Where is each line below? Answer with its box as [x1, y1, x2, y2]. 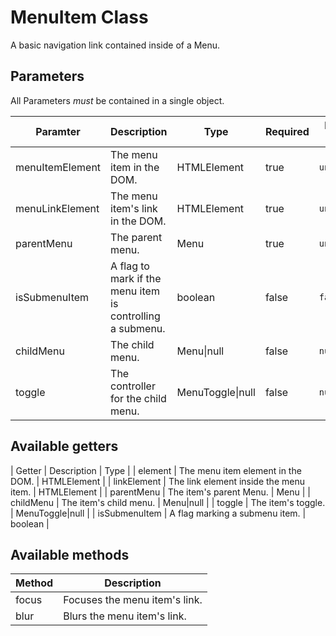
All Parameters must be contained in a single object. [10, 94, 225, 106]
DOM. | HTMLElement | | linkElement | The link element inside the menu [10, 475, 305, 487]
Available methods [10, 546, 130, 563]
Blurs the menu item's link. [63, 609, 187, 623]
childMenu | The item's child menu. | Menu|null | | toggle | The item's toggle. [10, 496, 326, 508]
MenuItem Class [10, 6, 149, 29]
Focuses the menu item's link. [63, 593, 203, 607]
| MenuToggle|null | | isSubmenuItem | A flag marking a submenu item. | [10, 507, 307, 519]
